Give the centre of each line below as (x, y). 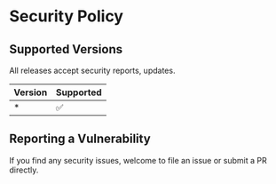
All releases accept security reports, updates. (92, 70)
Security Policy (67, 16)
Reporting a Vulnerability (80, 139)
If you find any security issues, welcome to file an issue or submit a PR (138, 160)
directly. (24, 170)
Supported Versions (66, 49)
